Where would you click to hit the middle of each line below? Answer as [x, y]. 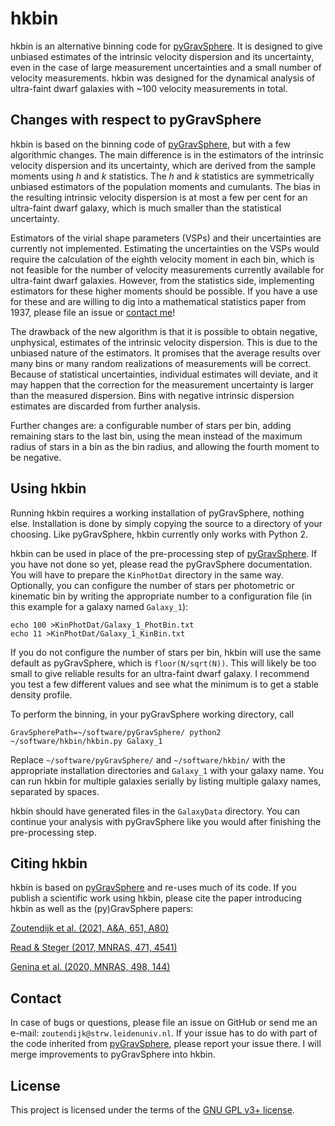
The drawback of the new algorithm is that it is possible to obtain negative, [164, 331]
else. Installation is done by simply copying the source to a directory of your [166, 523]
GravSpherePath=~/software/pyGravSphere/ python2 [116, 732]
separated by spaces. [55, 791]
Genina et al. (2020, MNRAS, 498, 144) [90, 967]
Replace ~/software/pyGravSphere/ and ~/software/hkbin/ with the [148, 759]
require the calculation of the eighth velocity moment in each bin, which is [162, 259]
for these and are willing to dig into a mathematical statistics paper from [158, 301]
